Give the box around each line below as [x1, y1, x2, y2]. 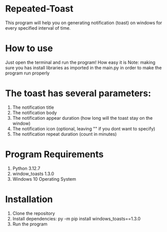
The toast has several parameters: [5, 88, 151, 99]
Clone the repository [12, 210, 55, 216]
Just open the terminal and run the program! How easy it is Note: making [5, 59, 155, 65]
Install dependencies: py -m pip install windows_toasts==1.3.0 [12, 215, 141, 221]
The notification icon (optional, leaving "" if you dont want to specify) [12, 125, 155, 131]
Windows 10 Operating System [12, 176, 76, 182]
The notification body [12, 109, 57, 116]
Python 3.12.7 [12, 165, 41, 171]
